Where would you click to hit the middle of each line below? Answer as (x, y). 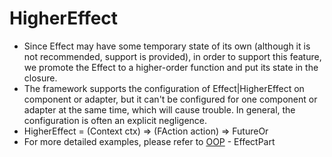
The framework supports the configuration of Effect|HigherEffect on (164, 88)
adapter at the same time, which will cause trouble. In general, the (159, 109)
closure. (40, 78)
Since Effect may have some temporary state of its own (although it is (167, 46)
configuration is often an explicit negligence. (115, 120)
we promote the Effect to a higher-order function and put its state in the (171, 67)
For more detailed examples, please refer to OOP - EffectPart (149, 141)
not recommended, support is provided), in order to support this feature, (172, 56)
